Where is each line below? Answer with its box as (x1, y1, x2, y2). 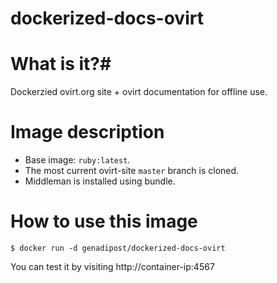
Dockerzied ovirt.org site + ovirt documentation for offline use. (10, 86, 268, 98)
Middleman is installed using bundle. (24, 175, 176, 187)
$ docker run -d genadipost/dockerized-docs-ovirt (10, 243, 226, 253)
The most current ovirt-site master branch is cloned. (24, 165, 240, 177)
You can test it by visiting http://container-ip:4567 (10, 261, 215, 272)
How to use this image (10, 210, 198, 233)
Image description (10, 121, 165, 144)
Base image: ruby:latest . (24, 154, 131, 166)
